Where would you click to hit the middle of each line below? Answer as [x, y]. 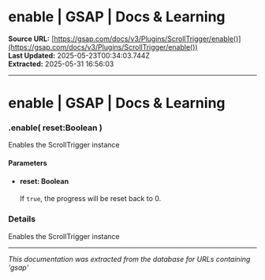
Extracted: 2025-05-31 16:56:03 [61, 64]
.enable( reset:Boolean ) [55, 128]
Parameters [28, 163]
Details [22, 219]
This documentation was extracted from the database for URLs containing [129, 259]
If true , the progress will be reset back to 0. [90, 199]
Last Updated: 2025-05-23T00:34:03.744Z [79, 55]
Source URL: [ [31, 39]
